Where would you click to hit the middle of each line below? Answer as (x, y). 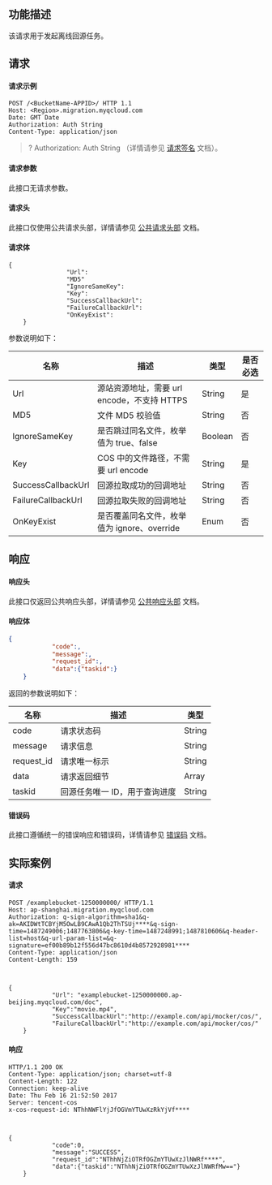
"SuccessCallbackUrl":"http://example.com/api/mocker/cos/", (157, 1016)
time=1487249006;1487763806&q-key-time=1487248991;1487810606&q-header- (134, 931)
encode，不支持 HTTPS (142, 400)
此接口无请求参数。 (40, 187)
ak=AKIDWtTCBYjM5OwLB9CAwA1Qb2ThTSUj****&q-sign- (94, 924)
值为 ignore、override (138, 528)
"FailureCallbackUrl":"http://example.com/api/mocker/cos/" (155, 1023)
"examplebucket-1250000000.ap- (130, 995)
